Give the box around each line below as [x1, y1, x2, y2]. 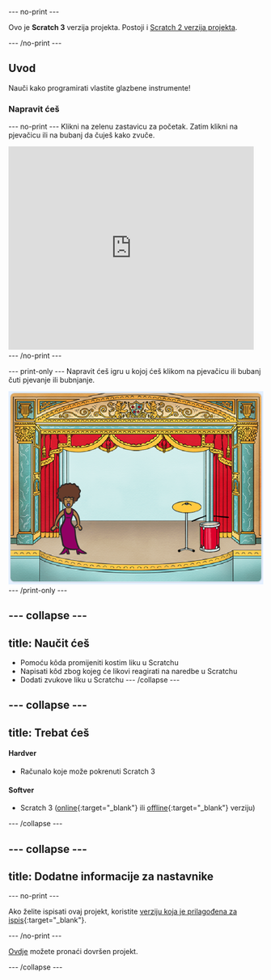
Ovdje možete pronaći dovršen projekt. [8, 947, 138, 957]
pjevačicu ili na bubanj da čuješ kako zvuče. [8, 130, 155, 140]
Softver [8, 785, 35, 795]
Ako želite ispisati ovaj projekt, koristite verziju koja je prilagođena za [8, 906, 237, 917]
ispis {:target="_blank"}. [8, 915, 87, 925]
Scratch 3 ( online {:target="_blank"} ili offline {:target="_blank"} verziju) [19, 803, 256, 812]
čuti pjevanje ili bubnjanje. [8, 375, 95, 385]
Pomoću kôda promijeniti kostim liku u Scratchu [19, 658, 180, 668]
